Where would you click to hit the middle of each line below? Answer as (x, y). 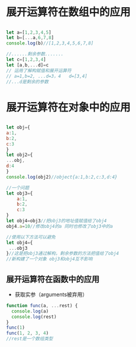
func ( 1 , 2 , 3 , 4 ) (27, 333)
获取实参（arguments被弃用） (51, 294)
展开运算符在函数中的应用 (53, 279)
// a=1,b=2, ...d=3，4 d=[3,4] (47, 76)
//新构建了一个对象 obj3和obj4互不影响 (49, 259)
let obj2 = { (20, 155)
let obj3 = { (20, 193)
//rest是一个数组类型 (30, 339)
